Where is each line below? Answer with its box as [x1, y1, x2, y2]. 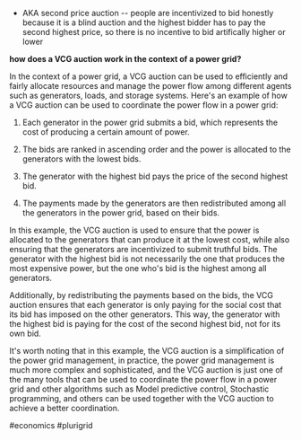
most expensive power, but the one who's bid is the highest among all [9, 263, 267, 273]
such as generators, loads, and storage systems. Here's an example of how [9, 90, 288, 101]
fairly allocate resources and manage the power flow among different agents [9, 81, 292, 91]
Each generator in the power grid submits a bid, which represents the [21, 117, 279, 128]
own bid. [9, 328, 42, 339]
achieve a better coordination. [9, 403, 120, 413]
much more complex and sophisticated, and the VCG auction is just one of [9, 365, 284, 375]
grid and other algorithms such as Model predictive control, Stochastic [9, 383, 270, 394]
